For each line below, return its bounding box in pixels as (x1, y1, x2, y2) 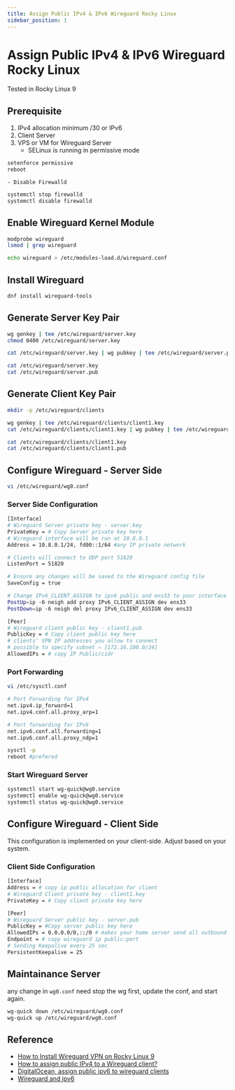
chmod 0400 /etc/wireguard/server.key (7, 337, 120, 344)
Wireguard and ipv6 (17, 1075, 75, 1083)
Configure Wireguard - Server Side (7, 464, 162, 476)
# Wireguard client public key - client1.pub (7, 624, 142, 631)
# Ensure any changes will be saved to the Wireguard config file (7, 573, 205, 580)
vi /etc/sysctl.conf (7, 683, 68, 690)
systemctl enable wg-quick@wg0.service (7, 792, 124, 799)
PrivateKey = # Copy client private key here (7, 897, 142, 904)
